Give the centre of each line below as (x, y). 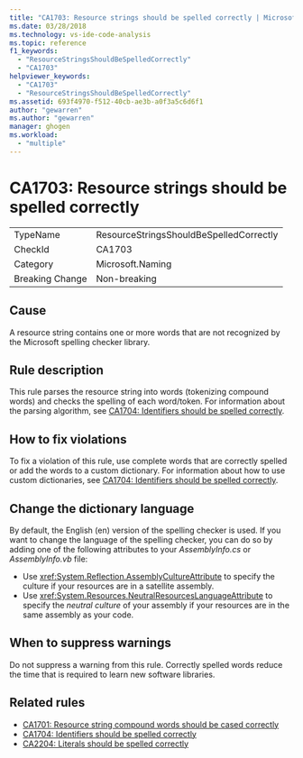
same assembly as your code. (78, 615)
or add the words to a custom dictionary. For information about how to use (147, 470)
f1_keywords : (34, 51)
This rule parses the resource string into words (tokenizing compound (139, 392)
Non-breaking (127, 279)
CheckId (32, 249)
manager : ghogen (40, 127)
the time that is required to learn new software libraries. (112, 674)
